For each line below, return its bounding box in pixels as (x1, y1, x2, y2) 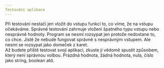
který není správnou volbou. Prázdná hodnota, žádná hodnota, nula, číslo (5, 52, 154, 58)
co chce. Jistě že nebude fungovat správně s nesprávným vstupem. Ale (5, 36, 151, 42)
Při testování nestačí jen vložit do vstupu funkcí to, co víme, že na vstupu (5, 21, 153, 27)
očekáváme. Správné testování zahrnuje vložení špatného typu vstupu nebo (5, 26, 160, 32)
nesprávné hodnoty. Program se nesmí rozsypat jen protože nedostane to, (5, 31, 156, 37)
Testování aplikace (5, 7, 45, 12)
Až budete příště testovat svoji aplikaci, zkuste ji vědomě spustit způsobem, (5, 47, 159, 53)
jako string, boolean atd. (5, 57, 54, 63)
